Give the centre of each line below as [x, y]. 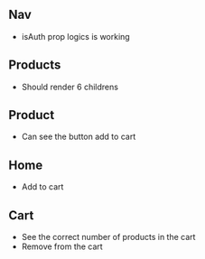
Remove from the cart [62, 246]
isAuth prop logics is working [75, 36]
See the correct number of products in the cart [108, 237]
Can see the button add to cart [79, 137]
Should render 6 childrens [70, 87]
